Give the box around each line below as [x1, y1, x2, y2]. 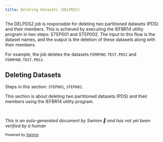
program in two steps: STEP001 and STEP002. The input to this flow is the [5, 31, 156, 37]
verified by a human [5, 123, 46, 129]
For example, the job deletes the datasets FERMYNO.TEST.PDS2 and [5, 51, 137, 57]
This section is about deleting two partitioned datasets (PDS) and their [5, 93, 148, 99]
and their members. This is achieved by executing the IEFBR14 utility [5, 26, 144, 32]
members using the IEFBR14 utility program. [5, 99, 94, 105]
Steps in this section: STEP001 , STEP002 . [5, 84, 84, 90]
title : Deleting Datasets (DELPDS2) [5, 7, 80, 12]
